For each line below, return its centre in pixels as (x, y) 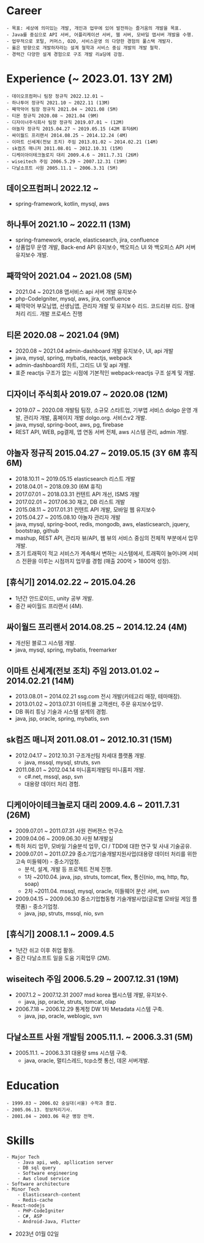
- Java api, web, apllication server (66, 1162)
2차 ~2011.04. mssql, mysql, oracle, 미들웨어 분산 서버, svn (97, 891)
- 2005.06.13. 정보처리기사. (40, 1110)
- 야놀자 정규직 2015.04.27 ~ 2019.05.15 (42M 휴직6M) (73, 129)
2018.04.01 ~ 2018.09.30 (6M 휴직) (59, 486)
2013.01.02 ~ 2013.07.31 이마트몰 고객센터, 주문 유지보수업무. (89, 704)
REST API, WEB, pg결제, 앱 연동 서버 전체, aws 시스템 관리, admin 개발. (102, 432)
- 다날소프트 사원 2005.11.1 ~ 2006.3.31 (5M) (62, 168)
